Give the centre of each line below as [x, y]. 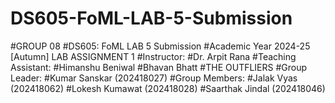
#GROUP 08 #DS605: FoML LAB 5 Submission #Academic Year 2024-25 [160, 46]
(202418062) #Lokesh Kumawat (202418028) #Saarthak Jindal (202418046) [168, 88]
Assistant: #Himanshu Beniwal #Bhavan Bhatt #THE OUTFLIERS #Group [159, 67]
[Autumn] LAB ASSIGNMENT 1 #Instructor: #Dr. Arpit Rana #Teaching [153, 56]
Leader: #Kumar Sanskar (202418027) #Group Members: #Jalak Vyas [154, 78]
